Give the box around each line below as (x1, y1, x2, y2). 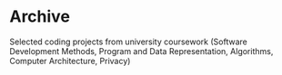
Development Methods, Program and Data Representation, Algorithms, (9, 45, 274, 56)
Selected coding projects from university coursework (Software (9, 36, 247, 47)
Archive (9, 6, 71, 27)
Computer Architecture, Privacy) (9, 55, 131, 66)
